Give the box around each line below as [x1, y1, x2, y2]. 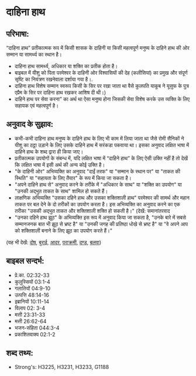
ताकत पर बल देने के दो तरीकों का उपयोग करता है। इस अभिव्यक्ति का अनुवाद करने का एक [14, 201, 180, 208]
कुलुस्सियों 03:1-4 [14, 278, 51, 285]
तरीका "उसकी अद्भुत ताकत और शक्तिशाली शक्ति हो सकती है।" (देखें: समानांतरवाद [14, 207, 170, 214]
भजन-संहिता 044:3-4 [14, 324, 60, 331]
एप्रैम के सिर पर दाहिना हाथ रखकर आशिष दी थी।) [14, 89, 106, 96]
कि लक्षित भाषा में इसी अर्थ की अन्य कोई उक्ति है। [14, 161, 105, 168]
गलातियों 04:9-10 [14, 285, 51, 292]
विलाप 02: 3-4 [14, 304, 46, 312]
